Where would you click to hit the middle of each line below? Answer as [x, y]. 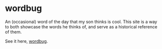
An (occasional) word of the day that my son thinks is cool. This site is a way [81, 22]
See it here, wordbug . [27, 41]
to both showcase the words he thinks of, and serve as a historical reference [81, 26]
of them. [13, 32]
